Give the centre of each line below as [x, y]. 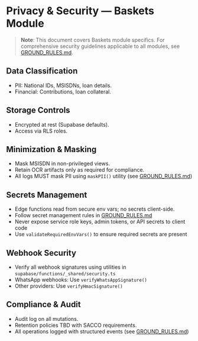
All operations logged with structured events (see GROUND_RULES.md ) [102, 331]
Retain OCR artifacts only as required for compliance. [79, 170]
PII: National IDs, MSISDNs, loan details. [63, 85]
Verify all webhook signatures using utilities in [70, 267]
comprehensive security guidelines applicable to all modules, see [100, 46]
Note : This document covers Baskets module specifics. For [92, 40]
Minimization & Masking [51, 149]
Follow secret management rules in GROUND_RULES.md [83, 215]
